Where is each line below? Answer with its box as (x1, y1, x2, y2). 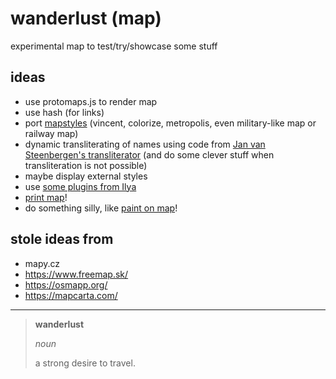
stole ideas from (10, 231, 114, 248)
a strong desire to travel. (34, 357, 136, 369)
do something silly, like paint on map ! (24, 202, 178, 214)
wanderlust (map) (10, 7, 162, 30)
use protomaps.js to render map (24, 95, 158, 107)
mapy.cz (24, 257, 61, 269)
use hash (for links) (24, 106, 105, 118)
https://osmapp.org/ (24, 278, 108, 291)
